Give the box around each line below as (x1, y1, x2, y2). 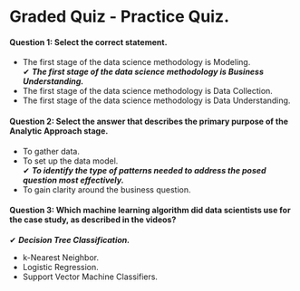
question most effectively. (22, 174, 124, 185)
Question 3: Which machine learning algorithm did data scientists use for (9, 205, 292, 216)
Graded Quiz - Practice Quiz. (9, 6, 229, 27)
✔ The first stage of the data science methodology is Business (22, 66, 265, 78)
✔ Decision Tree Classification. (9, 234, 131, 245)
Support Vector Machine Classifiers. (22, 271, 159, 282)
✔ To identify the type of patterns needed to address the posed (22, 164, 266, 175)
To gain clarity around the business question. (22, 183, 191, 195)
